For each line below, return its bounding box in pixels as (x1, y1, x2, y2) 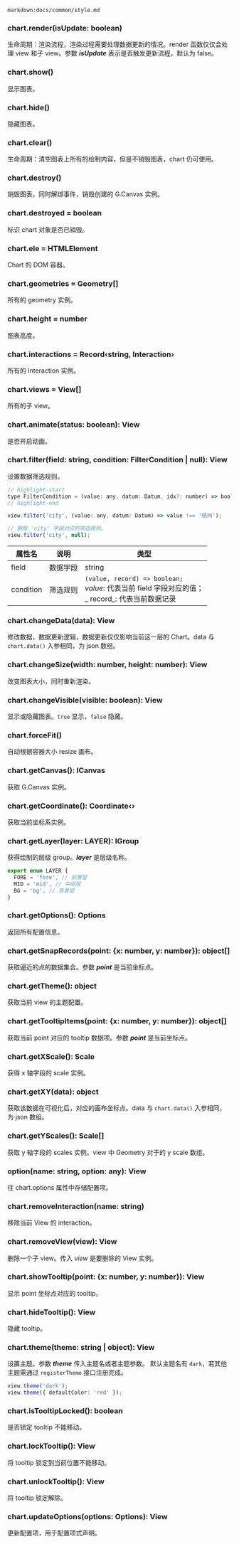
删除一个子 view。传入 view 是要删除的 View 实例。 (7, 1254, 158, 1262)
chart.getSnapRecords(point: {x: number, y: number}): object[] (7, 946, 230, 956)
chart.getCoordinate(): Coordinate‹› (7, 801, 135, 811)
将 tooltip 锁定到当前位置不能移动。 (7, 1458, 111, 1466)
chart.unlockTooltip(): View (7, 1476, 105, 1486)
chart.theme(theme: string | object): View (7, 1343, 155, 1353)
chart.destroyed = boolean (7, 208, 102, 218)
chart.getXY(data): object (7, 1087, 99, 1097)
